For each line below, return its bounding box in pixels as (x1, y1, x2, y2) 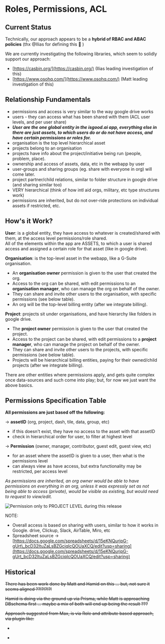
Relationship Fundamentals (5, 95, 91, 104)
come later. (12, 171, 35, 177)
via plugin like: (5, 616, 34, 622)
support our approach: (5, 56, 51, 62)
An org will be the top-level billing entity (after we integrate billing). (12, 301, 148, 307)
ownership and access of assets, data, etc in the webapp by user (12, 161, 145, 167)
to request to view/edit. (5, 493, 52, 500)
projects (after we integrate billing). (12, 362, 84, 368)
